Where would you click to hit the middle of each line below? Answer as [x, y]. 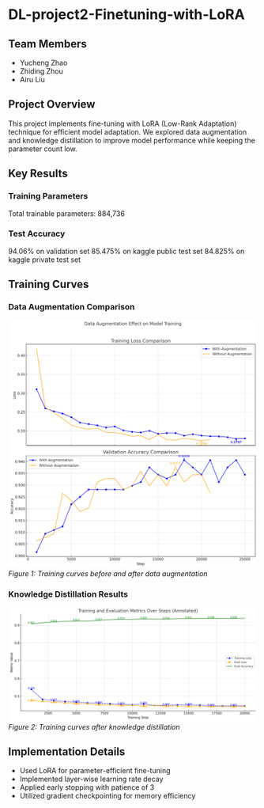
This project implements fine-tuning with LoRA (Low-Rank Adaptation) [123, 123]
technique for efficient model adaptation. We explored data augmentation [128, 131]
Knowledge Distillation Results [68, 594]
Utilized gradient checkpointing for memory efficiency [107, 796]
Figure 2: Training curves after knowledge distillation [94, 726]
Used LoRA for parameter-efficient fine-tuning [95, 771]
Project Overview [52, 104]
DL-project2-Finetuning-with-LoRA [126, 15]
